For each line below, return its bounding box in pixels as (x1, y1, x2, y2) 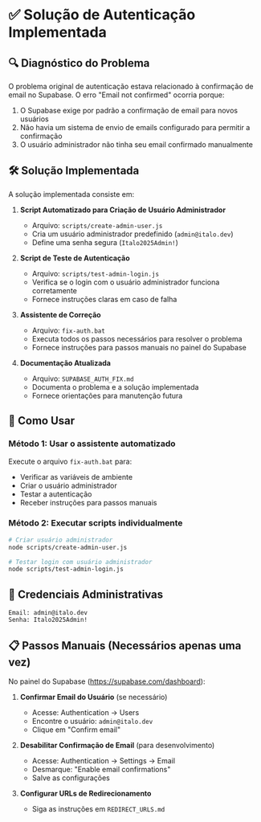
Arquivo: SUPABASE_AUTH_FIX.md (31, 374, 134, 383)
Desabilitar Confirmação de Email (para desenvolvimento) (19, 740, 215, 750)
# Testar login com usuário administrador (8, 558, 153, 566)
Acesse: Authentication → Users (31, 707, 140, 717)
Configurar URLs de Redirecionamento (19, 788, 152, 798)
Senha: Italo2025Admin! (8, 616, 88, 624)
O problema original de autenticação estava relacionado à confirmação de (8, 82, 254, 91)
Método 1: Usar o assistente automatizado (8, 438, 176, 449)
